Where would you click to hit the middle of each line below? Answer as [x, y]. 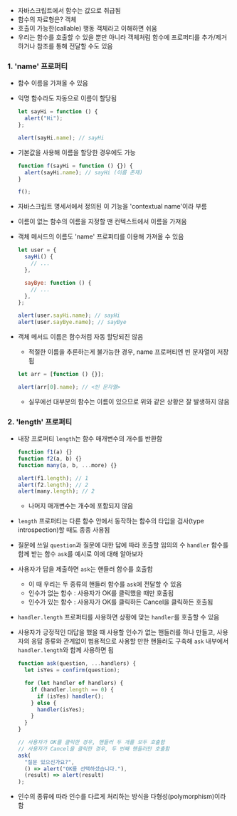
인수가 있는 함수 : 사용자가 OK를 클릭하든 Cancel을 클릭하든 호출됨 [121, 602]
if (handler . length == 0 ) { [72, 689]
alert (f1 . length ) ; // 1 [53, 478]
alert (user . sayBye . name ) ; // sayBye [72, 323]
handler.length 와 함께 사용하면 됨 [65, 650]
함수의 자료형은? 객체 [47, 19]
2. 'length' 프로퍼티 [40, 422]
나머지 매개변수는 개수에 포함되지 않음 [81, 506]
